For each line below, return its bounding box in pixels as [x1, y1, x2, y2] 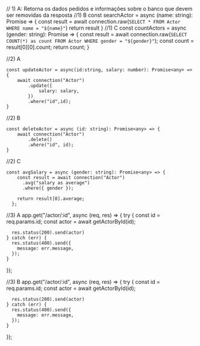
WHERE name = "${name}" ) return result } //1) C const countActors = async [6, 24, 187, 31]
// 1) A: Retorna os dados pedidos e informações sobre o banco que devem [6, 5, 193, 12]
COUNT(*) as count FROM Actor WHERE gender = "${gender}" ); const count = [6, 37, 195, 44]
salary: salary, [38, 88, 80, 94]
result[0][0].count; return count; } [6, 43, 90, 51]
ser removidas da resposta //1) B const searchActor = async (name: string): [6, 11, 193, 19]
